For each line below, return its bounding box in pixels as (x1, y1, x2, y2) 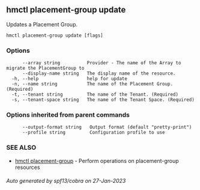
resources (14, 164, 40, 171)
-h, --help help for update (11, 76, 128, 82)
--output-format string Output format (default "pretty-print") (22, 124, 192, 130)
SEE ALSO (6, 144, 37, 152)
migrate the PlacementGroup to (6, 66, 85, 72)
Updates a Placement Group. (6, 20, 78, 28)
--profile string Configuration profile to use (22, 129, 165, 136)
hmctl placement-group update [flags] (6, 32, 103, 38)
